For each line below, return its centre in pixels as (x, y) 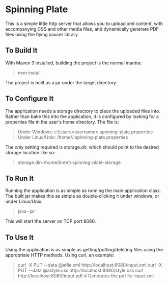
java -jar (26, 211)
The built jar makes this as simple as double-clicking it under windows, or (82, 196)
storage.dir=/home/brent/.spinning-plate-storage (69, 162)
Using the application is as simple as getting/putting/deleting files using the (84, 250)
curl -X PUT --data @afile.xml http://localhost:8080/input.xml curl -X (90, 265)
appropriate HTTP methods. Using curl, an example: (60, 255)
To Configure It (30, 99)
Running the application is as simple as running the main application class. (83, 191)
